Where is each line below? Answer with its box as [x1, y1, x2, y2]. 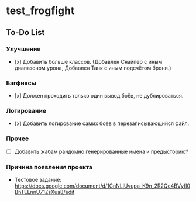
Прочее [6, 134, 29, 143]
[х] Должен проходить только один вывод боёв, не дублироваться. [14, 92, 184, 99]
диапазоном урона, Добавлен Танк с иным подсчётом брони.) [14, 64, 171, 71]
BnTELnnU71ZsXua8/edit [14, 189, 75, 196]
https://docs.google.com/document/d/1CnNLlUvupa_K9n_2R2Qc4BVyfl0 [14, 182, 191, 189]
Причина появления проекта [6, 162, 92, 171]
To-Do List [6, 27, 45, 37]
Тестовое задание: [14, 176, 61, 183]
